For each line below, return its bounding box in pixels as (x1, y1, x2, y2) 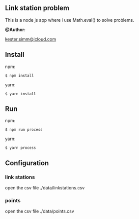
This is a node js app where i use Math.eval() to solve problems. (5, 17, 134, 23)
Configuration (5, 159, 49, 167)
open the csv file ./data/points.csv (5, 208, 75, 214)
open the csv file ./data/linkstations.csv (5, 185, 85, 191)
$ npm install (5, 73, 34, 78)
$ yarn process (5, 146, 36, 150)
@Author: (5, 27, 26, 33)
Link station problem (5, 4, 70, 12)
